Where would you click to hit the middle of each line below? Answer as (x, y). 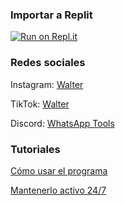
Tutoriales (35, 149)
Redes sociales (48, 63)
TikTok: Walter (40, 104)
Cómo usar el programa (59, 170)
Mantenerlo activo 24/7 (58, 190)
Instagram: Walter (47, 84)
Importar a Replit (51, 15)
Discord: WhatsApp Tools (62, 123)
